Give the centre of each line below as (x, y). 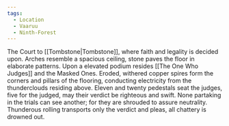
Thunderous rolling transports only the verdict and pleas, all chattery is (107, 110)
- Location (29, 20)
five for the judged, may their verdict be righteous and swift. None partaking (114, 95)
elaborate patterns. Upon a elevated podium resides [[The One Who (103, 66)
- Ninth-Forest (35, 32)
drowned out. (26, 117)
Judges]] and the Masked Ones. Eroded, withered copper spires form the (110, 74)
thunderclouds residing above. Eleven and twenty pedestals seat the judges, (115, 88)
